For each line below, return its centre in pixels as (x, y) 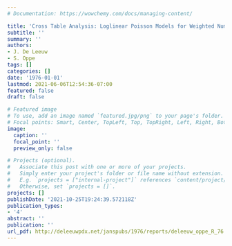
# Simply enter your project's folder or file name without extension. (116, 174)
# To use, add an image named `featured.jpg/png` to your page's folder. (116, 116)
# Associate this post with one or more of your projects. (97, 167)
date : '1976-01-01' (35, 78)
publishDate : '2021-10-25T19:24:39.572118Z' (72, 199)
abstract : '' (26, 219)
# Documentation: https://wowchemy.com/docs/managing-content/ (100, 14)
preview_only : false (43, 148)
